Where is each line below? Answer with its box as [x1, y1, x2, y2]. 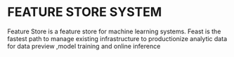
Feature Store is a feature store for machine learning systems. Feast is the [7, 27, 221, 35]
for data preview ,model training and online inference [7, 42, 161, 50]
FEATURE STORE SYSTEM [7, 4, 162, 20]
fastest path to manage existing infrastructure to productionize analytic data [7, 34, 227, 42]
